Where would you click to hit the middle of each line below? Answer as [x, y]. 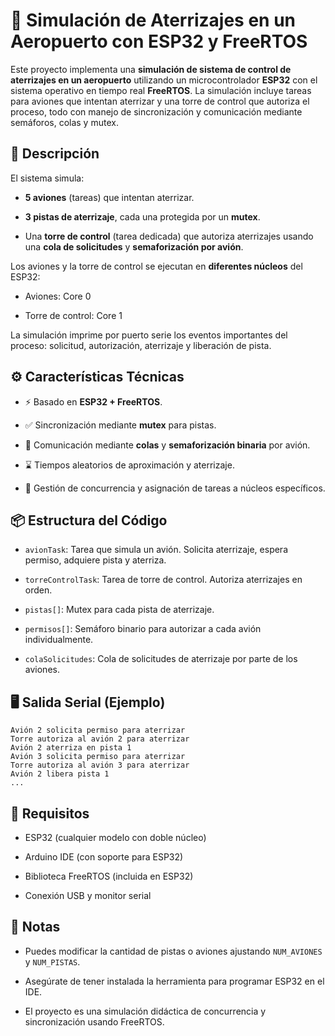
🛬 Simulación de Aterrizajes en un [153, 20]
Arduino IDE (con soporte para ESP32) [104, 857]
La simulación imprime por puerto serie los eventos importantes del [149, 335]
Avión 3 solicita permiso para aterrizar [98, 757]
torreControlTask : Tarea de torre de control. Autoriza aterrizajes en [163, 580]
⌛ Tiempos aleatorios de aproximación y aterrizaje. [129, 465]
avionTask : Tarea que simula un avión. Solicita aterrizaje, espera [156, 550]
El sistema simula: [47, 178]
